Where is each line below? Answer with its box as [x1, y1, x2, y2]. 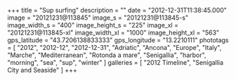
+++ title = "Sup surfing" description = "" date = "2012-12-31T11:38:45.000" [7, 6, 227, 14]
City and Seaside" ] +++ [7, 66, 77, 74]
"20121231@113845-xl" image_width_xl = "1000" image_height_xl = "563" [7, 28, 220, 37]
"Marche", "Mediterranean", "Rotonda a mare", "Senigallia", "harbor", [7, 51, 206, 59]
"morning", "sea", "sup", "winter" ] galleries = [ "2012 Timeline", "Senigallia [7, 58, 223, 66]
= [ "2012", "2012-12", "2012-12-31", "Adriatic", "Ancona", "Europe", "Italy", [7, 44, 222, 51]
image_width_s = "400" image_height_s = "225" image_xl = [7, 21, 179, 29]
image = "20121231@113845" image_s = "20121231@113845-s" [7, 13, 188, 22]
